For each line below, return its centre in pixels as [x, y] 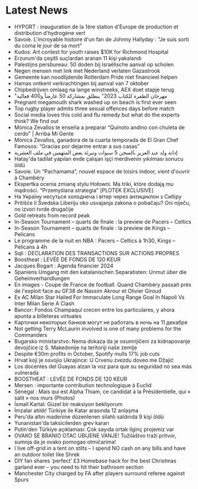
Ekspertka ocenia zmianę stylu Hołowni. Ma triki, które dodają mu [94, 184]
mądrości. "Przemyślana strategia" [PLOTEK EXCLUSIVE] [84, 190]
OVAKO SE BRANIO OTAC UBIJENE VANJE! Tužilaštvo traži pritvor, [95, 435]
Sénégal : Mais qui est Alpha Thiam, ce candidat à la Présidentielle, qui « [102, 391]
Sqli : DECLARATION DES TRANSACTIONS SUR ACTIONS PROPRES [97, 253]
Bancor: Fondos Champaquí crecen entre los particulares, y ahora [94, 310]
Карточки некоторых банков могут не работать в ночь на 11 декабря [100, 322]
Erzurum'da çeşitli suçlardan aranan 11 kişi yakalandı [78, 58]
